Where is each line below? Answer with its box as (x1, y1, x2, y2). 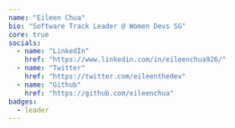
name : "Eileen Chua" (8, 13, 86, 23)
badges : (8, 96, 38, 106)
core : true (8, 30, 50, 39)
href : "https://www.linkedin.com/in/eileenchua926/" (24, 55, 227, 64)
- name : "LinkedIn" (16, 47, 90, 56)
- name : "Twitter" (16, 64, 86, 73)
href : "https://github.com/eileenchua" (24, 88, 175, 97)
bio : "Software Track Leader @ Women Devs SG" (8, 22, 186, 31)
